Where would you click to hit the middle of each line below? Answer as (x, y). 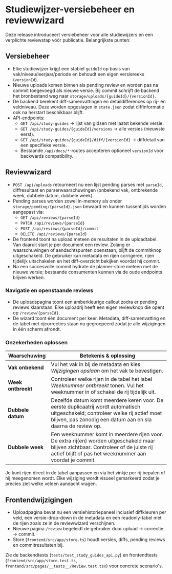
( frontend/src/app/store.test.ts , (41, 560)
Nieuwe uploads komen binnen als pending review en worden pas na (85, 85)
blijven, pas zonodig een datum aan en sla (101, 420)
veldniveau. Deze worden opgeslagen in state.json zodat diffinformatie (89, 107)
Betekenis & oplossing (107, 356)
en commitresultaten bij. (38, 545)
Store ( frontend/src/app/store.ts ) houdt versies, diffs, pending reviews (89, 539)
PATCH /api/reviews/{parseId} (53, 223)
